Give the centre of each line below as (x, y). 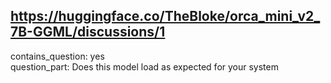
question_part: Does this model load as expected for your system (144, 66)
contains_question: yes (57, 56)
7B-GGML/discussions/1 (88, 32)
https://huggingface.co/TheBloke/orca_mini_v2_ (165, 16)
